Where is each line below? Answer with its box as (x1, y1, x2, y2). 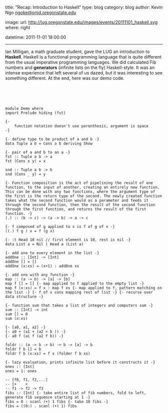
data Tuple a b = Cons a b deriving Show (5, 141, 93, 146)
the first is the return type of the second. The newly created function (5, 193, 162, 198)
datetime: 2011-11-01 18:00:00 (5, 34, 66, 40)
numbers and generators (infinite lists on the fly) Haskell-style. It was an (5, 64, 155, 70)
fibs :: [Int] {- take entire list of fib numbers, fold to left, (5, 390, 146, 395)
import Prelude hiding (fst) (5, 110, 66, 115)
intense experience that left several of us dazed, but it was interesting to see (5, 70, 162, 75)
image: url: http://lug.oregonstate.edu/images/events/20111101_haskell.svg (5, 19, 158, 25)
